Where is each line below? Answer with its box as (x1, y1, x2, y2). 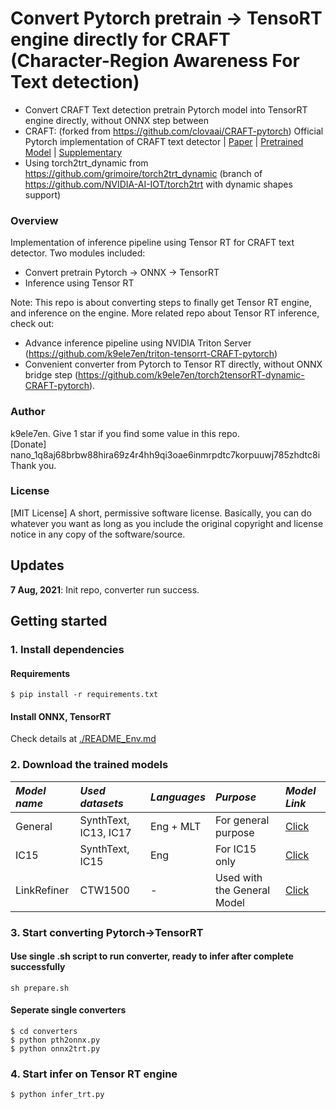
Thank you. (10, 459, 57, 471)
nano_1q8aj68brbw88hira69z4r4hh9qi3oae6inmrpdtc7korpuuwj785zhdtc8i (10, 448, 321, 461)
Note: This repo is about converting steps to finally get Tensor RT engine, (10, 297, 312, 309)
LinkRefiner (15, 883, 70, 897)
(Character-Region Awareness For (10, 50, 300, 72)
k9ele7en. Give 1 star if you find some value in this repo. (10, 427, 240, 439)
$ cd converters (10, 1026, 78, 1036)
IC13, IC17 (79, 825, 132, 839)
